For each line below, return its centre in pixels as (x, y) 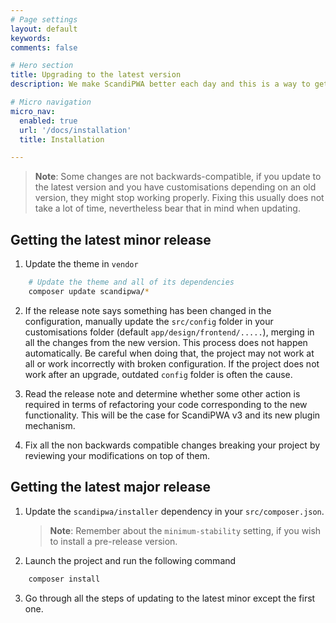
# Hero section (42, 66)
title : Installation (62, 139)
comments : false (44, 47)
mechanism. (50, 425)
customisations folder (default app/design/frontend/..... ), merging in (169, 332)
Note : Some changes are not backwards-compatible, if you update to (178, 177)
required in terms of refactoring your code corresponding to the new (166, 404)
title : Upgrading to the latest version (96, 75)
